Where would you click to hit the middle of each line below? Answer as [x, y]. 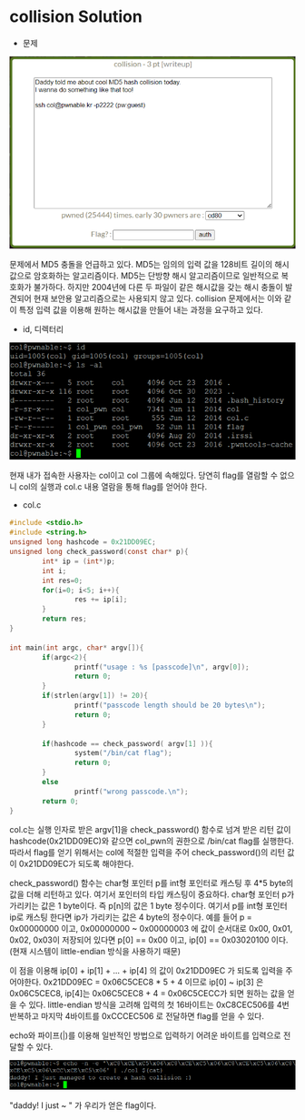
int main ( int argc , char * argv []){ [77, 648]
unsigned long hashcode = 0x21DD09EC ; [83, 542]
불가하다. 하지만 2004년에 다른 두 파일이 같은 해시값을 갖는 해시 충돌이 [158, 287]
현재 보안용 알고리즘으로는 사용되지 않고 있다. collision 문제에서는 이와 [157, 298]
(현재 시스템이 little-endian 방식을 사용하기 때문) [95, 951]
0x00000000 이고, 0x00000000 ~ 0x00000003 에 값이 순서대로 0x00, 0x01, [151, 928]
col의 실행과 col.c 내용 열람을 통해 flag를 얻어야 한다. [113, 487]
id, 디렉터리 [43, 328]
